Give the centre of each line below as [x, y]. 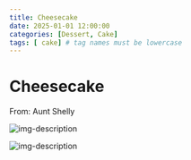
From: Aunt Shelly [42, 112]
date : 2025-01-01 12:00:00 [60, 26]
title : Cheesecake [43, 17]
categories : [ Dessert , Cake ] [64, 34]
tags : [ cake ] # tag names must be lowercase [95, 42]
